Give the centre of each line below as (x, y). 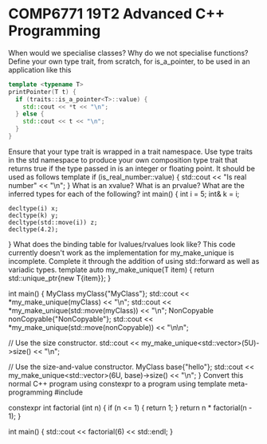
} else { (30, 114)
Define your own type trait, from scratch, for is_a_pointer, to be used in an (129, 61)
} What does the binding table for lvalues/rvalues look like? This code (122, 244)
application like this (40, 69)
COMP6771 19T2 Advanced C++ (117, 14)
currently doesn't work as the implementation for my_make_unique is (121, 253)
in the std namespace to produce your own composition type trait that (123, 159)
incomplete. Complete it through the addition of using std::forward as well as (134, 261)
